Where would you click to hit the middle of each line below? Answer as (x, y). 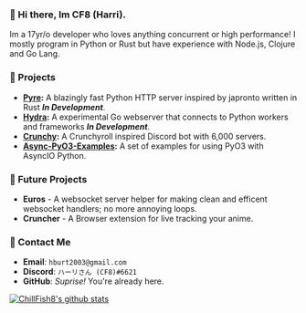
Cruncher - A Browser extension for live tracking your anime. (138, 218)
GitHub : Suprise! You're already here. (93, 281)
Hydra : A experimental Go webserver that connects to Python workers (156, 117)
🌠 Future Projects (48, 179)
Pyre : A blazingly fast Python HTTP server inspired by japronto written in (160, 97)
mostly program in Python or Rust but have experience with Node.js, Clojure (153, 44)
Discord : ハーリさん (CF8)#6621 (79, 272)
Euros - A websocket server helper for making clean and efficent (145, 199)
